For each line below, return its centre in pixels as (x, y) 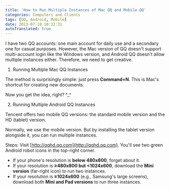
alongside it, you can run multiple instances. (51, 135)
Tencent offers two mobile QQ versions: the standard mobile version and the (85, 115)
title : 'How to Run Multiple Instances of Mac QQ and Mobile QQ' (76, 10)
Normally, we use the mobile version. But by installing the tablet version (80, 130)
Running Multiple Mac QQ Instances (50, 70)
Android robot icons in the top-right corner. (50, 150)
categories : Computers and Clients (43, 15)
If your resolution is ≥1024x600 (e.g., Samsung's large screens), (80, 177)
